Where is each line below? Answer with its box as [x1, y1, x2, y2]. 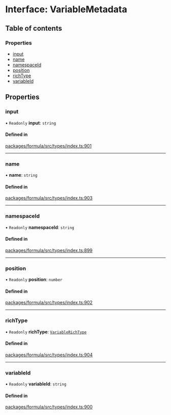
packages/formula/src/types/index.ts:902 [5, 299, 93, 306]
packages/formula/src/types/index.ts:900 [5, 404, 93, 410]
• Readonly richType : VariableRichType [5, 329, 87, 335]
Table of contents [5, 24, 62, 33]
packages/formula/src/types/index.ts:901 [5, 143, 92, 149]
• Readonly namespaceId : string [5, 224, 75, 230]
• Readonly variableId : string [5, 381, 67, 387]
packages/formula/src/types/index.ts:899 [5, 247, 93, 253]
